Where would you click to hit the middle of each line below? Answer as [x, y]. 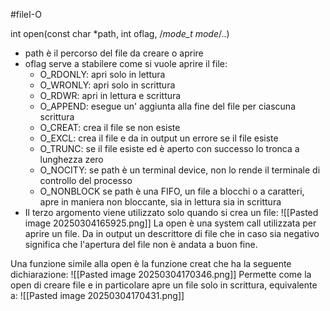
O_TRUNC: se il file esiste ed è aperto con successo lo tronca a [169, 148]
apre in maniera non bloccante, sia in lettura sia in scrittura [160, 202]
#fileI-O [26, 14]
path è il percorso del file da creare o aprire [114, 53]
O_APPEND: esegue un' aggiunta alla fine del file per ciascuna [167, 106]
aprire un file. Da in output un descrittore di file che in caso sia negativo [172, 233]
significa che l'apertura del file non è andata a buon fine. [141, 244]
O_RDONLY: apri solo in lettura [102, 74]
